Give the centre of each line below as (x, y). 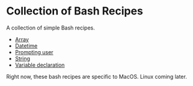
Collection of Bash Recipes (75, 11)
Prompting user (34, 52)
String (23, 58)
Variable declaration (40, 65)
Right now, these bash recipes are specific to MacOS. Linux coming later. (97, 76)
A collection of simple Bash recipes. (51, 28)
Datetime (26, 46)
